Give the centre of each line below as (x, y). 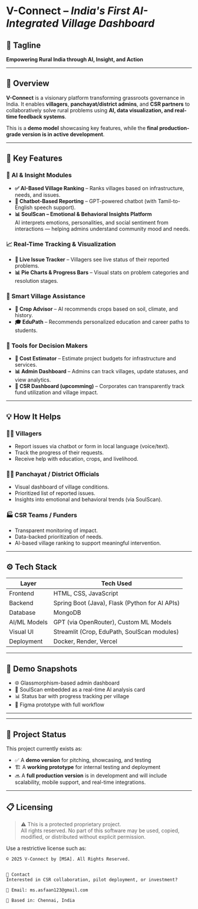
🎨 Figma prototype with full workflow (60, 705)
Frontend (22, 594)
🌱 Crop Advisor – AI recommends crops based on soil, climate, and (96, 309)
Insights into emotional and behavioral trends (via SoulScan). (88, 500)
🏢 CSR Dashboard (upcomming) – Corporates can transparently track (100, 386)
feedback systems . (42, 116)
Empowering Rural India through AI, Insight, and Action (75, 59)
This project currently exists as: (44, 749)
